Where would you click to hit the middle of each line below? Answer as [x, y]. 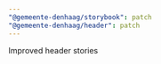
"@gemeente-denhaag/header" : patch [74, 25]
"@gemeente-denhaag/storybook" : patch [80, 17]
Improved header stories [53, 50]
